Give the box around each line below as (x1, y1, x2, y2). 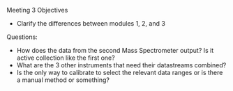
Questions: (6, 33, 38, 41)
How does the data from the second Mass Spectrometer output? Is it (16, 47, 214, 54)
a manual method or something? (16, 76, 110, 84)
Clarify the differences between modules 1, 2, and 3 (16, 19, 165, 27)
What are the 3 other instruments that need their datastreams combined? (16, 61, 227, 69)
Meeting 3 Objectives (6, 6, 68, 14)
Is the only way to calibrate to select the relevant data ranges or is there (16, 69, 223, 76)
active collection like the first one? (16, 53, 116, 62)
